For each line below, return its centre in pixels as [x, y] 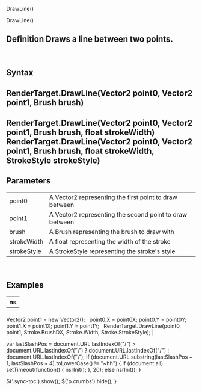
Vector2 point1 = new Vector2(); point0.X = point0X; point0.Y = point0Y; [96, 319]
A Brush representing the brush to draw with [112, 232]
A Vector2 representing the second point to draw [118, 214]
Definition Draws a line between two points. [90, 39]
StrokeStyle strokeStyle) [53, 160]
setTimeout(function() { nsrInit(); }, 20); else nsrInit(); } [74, 369]
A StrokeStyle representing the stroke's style [112, 251]
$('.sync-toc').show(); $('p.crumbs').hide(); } [62, 381]
